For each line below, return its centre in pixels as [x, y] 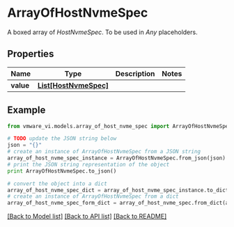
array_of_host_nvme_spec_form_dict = [62, 203]
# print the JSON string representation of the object [88, 164]
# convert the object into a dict [57, 183]
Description [135, 73]
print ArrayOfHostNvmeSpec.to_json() [62, 171]
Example [26, 110]
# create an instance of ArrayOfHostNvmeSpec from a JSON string [104, 152]
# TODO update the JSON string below [62, 139]
